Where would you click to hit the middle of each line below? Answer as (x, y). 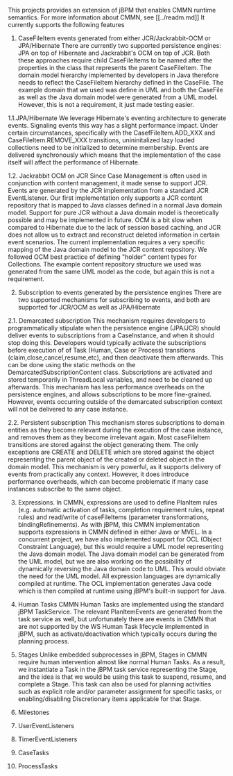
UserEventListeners (46, 726)
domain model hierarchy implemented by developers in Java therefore (118, 75)
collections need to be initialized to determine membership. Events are (108, 147)
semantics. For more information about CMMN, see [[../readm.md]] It (106, 17)
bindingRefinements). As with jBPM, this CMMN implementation (109, 524)
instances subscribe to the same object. (65, 489)
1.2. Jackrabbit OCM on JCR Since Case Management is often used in (107, 176)
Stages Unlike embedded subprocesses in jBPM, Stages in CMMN (112, 655)
